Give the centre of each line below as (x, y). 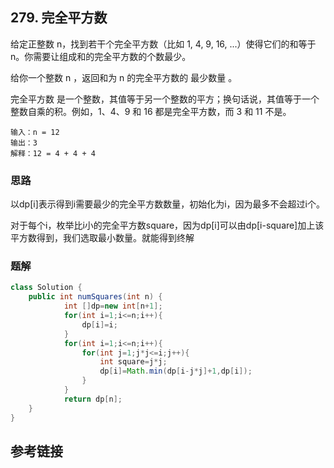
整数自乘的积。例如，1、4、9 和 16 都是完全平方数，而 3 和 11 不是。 (151, 111)
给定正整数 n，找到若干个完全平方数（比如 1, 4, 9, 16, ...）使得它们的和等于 (163, 44)
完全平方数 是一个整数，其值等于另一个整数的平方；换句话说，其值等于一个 (165, 99)
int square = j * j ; (133, 362)
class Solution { (46, 288)
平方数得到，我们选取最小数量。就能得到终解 (102, 238)
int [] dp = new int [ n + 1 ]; (113, 306)
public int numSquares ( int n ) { (95, 297)
